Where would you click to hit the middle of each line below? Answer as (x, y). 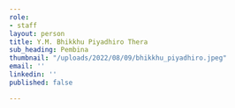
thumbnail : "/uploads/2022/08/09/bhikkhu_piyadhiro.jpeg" (118, 58)
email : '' (27, 67)
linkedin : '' (33, 75)
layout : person (37, 33)
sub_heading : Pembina (49, 50)
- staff (23, 25)
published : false (41, 83)
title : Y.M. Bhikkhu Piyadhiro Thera (79, 42)
